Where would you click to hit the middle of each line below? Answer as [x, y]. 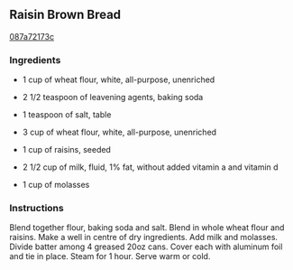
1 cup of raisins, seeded [66, 150]
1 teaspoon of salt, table [67, 115]
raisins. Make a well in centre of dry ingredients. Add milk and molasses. [143, 237]
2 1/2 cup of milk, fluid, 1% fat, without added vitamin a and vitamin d [150, 167]
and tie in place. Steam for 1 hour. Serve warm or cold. [110, 256]
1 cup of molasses [56, 185]
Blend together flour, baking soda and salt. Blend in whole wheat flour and [147, 228]
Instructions [37, 209]
